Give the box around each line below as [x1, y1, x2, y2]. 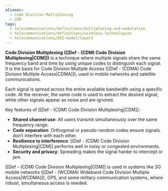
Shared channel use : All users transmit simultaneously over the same [12, 116, 157, 122]
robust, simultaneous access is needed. [5, 180, 88, 186]
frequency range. [12, 122, 49, 128]
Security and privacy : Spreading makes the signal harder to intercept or [12, 149, 163, 155]
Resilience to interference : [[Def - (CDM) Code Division [12, 137, 130, 144]
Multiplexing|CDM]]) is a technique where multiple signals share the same [5, 55, 161, 61]
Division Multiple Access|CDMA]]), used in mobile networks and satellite [5, 71, 156, 77]
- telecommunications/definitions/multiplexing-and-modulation [10, 26, 145, 31]
